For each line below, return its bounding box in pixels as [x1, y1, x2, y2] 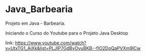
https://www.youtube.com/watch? [15, 39, 86, 46]
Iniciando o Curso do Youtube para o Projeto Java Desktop [5, 30, 128, 36]
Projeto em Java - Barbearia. [5, 20, 66, 26]
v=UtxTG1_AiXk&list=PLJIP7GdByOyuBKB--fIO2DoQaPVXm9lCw [5, 45, 141, 51]
